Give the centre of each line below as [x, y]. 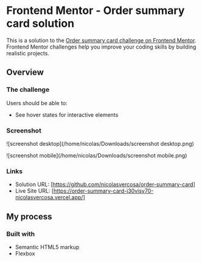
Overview [25, 73]
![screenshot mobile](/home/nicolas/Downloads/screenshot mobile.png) [97, 155]
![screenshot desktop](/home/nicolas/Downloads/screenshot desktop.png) [100, 143]
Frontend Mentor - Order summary [96, 11]
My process [29, 216]
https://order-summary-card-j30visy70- [104, 191]
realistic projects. [28, 53]
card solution [40, 23]
